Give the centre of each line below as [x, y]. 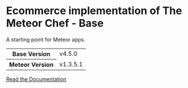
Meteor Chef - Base [55, 23]
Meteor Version [32, 65]
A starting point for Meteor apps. [46, 39]
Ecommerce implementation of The [94, 11]
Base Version [31, 54]
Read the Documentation [36, 79]
